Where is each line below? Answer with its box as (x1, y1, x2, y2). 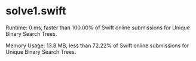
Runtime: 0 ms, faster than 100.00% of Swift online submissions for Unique (5, 24, 191, 31)
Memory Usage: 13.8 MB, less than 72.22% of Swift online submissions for (5, 42, 189, 49)
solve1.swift (5, 4, 66, 18)
